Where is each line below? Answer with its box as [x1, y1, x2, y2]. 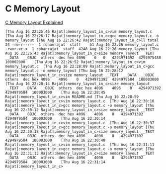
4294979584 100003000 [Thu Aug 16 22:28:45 [5, 90, 106, 95]
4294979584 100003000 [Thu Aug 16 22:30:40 [5, 138, 106, 143]
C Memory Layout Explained [5, 19, 63, 25]
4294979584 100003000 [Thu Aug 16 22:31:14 [5, 160, 106, 165]
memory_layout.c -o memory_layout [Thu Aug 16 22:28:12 [5, 68, 123, 73]
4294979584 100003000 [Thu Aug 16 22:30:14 [5, 116, 106, 121]
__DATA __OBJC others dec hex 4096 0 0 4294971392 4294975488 [5, 55, 162, 60]
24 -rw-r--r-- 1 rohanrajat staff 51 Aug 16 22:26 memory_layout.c [5, 42, 159, 47]
